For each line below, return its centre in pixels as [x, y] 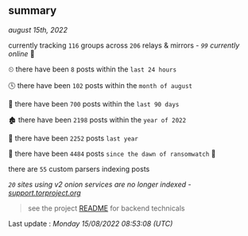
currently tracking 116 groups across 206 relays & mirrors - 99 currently [124, 45]
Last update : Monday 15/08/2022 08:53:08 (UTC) [91, 223]
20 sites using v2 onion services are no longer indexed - [100, 184]
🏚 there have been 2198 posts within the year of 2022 [97, 119]
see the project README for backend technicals [106, 208]
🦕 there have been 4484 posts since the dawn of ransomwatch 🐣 [112, 153]
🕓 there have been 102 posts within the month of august [101, 85]
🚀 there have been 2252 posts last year [74, 138]
